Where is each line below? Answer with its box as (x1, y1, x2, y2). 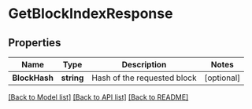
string (61, 72, 84, 83)
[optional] (204, 72, 241, 83)
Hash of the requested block (91, 72, 197, 83)
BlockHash (12, 72, 54, 83)
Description (121, 60, 167, 70)
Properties (8, 36, 61, 49)
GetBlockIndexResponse (8, 5, 173, 23)
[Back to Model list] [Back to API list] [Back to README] (8, 93, 189, 102)
